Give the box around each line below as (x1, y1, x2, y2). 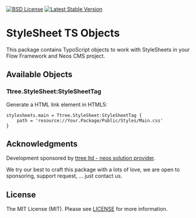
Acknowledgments (6, 139, 78, 149)
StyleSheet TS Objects (6, 27, 120, 40)
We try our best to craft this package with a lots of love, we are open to (6, 166, 180, 173)
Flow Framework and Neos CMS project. (6, 52, 106, 59)
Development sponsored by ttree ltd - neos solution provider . (6, 154, 156, 162)
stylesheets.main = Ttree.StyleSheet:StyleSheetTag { (6, 112, 143, 118)
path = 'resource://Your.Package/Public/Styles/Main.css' (17, 118, 163, 124)
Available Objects (6, 69, 73, 80)
